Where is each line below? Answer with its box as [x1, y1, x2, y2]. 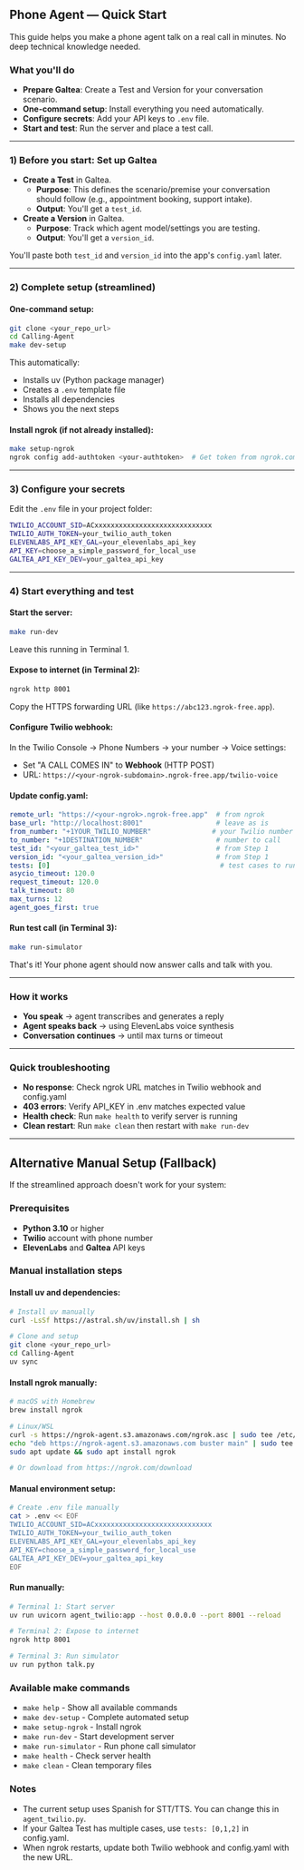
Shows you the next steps [22, 404, 119, 415]
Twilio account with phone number [22, 1232, 154, 1243]
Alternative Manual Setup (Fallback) [9, 1155, 217, 1170]
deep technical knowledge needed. [9, 41, 141, 52]
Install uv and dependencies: [9, 1287, 120, 1298]
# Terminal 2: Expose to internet [9, 1627, 140, 1636]
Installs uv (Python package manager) [22, 375, 165, 386]
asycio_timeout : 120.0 [9, 869, 95, 878]
